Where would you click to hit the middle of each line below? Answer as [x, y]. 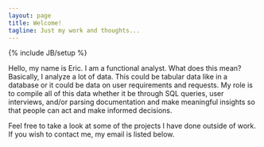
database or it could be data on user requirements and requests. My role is [130, 85]
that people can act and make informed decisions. [90, 110]
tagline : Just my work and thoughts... [74, 30]
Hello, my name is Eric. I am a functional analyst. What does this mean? [125, 68]
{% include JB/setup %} [48, 53]
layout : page [30, 15]
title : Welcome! [35, 23]
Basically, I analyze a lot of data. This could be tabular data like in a [118, 77]
